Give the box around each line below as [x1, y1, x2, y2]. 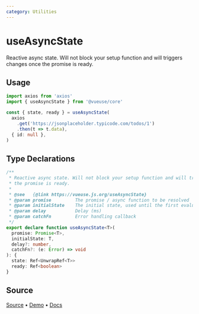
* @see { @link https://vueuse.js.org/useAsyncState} [8, 191, 147, 197]
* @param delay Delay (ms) [8, 208, 102, 214]
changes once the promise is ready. [6, 60, 94, 67]
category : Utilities [6, 8, 57, 15]
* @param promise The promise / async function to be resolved [8, 197, 190, 203]
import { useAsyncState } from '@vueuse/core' [6, 99, 123, 105]
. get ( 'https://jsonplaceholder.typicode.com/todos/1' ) [17, 120, 155, 127]
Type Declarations [6, 153, 75, 164]
